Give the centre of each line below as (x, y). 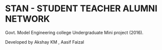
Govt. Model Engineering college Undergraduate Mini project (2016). (74, 32)
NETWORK (27, 19)
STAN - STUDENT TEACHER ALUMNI (81, 9)
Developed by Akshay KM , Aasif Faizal (45, 42)
